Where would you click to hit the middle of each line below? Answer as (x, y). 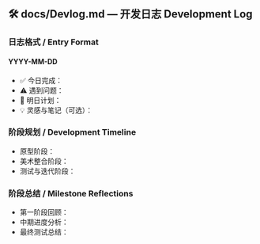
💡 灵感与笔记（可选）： (56, 110)
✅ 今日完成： (41, 80)
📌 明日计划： (40, 100)
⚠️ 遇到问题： (42, 90)
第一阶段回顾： (44, 212)
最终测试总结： (44, 232)
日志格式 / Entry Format (53, 42)
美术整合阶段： (44, 161)
